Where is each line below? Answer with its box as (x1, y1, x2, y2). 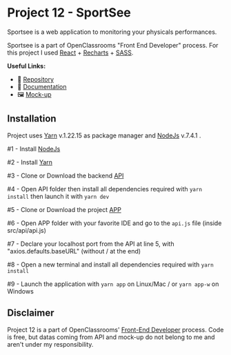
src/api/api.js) (7, 226, 47, 234)
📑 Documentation (17, 82, 67, 90)
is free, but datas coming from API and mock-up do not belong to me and (7, 333, 215, 341)
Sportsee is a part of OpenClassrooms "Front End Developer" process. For (7, 41, 219, 49)
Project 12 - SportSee (7, 5, 131, 21)
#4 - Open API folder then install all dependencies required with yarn (7, 184, 202, 193)
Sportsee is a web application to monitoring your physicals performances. (7, 28, 217, 36)
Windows (7, 287, 34, 295)
